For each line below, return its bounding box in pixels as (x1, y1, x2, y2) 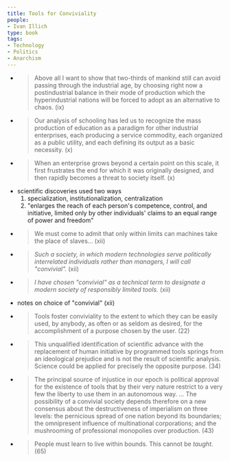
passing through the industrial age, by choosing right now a (34, 81, 203, 89)
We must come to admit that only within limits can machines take (34, 229, 218, 237)
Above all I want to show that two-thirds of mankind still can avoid (34, 74, 221, 82)
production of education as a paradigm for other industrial (34, 123, 199, 131)
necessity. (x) (34, 145, 73, 153)
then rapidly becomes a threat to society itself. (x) (34, 173, 175, 182)
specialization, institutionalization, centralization (27, 194, 163, 202)
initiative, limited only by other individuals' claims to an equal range (27, 208, 218, 217)
